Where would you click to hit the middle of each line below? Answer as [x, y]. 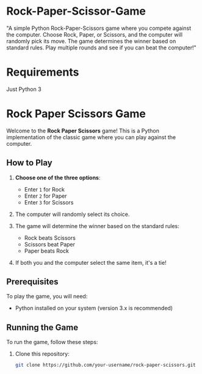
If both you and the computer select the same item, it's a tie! [91, 262]
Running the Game [42, 327]
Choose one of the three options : [58, 178]
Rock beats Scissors [50, 238]
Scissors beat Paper [49, 244]
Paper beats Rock [46, 251]
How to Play [30, 163]
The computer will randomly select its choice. [72, 214]
